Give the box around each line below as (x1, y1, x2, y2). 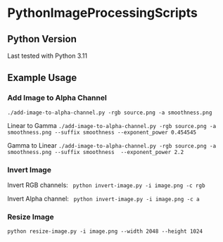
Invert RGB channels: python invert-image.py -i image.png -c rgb (7, 181, 205, 189)
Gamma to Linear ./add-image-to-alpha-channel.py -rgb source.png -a (7, 141, 217, 149)
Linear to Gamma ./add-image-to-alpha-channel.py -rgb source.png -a (7, 121, 217, 129)
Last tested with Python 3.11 (7, 51, 88, 60)
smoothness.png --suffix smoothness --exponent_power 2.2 (7, 148, 184, 155)
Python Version (7, 33, 77, 45)
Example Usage (7, 72, 77, 84)
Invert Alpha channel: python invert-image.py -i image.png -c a (7, 194, 200, 203)
